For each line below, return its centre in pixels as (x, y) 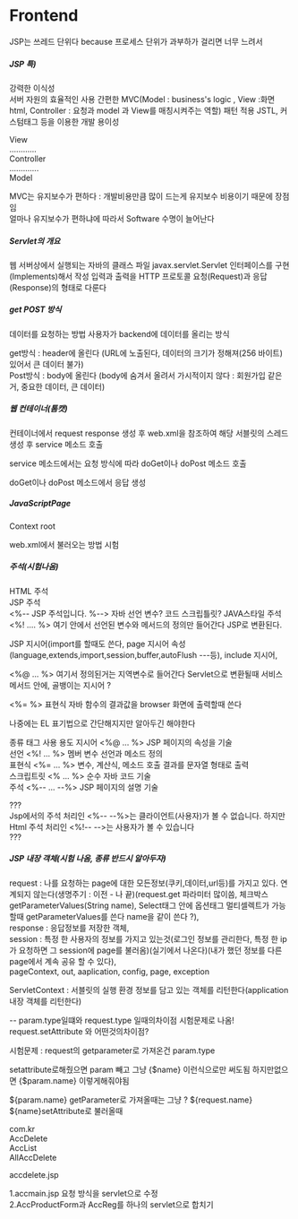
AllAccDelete (33, 1157)
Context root (33, 526)
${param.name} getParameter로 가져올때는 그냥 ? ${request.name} (131, 1100)
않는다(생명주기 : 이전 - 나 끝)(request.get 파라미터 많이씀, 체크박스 (150, 894)
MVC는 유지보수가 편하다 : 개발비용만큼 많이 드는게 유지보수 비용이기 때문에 (141, 196)
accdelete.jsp (34, 1174)
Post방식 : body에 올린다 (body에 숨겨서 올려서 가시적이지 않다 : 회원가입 (137, 375)
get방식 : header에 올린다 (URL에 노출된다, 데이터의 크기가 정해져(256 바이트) (146, 353)
